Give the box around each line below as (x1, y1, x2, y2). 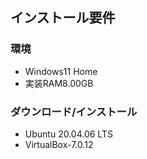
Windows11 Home (24, 65, 98, 77)
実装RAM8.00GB (24, 77, 94, 89)
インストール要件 (10, 9, 116, 27)
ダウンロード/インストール (10, 104, 138, 118)
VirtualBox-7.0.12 (24, 138, 94, 150)
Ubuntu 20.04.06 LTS (24, 128, 113, 140)
